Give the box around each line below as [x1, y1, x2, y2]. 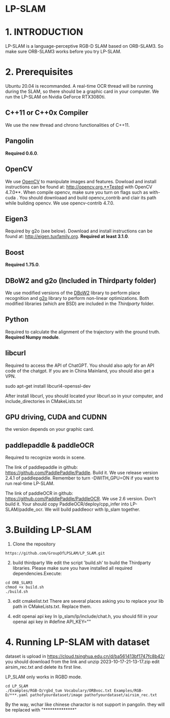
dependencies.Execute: [12, 570, 62, 576]
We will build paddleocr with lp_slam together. [45, 506, 141, 512]
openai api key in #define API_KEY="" [12, 619, 91, 625]
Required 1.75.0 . [5, 262, 40, 268]
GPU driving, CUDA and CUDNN [5, 413, 107, 421]
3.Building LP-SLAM [5, 524, 92, 536]
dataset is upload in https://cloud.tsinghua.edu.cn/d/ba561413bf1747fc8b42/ [5, 653, 165, 660]
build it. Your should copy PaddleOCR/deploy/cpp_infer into [5, 501, 129, 507]
